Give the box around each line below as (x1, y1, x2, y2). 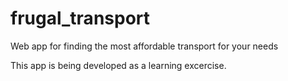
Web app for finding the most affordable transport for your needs (10, 40, 279, 52)
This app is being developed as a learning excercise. (10, 59, 227, 71)
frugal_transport (10, 7, 151, 30)
